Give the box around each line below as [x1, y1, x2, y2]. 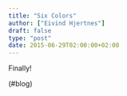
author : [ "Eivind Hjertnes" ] [8, 19, 105, 27]
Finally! [8, 63, 32, 73]
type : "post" [8, 34, 52, 42]
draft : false [8, 26, 52, 34]
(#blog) [8, 79, 34, 89]
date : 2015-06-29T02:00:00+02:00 [8, 42, 120, 50]
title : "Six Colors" [8, 11, 77, 20]
